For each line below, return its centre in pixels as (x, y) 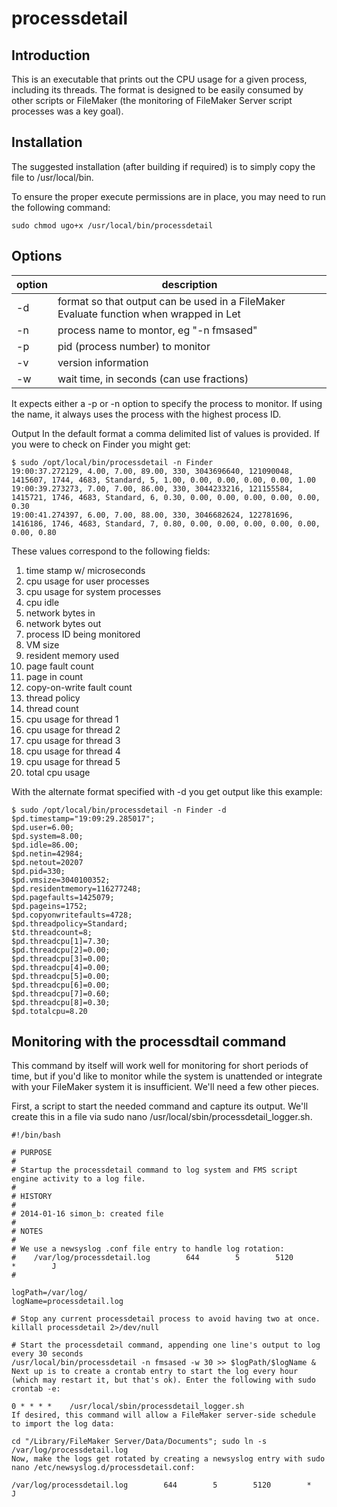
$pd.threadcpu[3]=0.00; (61, 958)
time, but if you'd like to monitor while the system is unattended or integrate (167, 1076)
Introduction (51, 55)
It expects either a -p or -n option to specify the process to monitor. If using (167, 403)
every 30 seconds (47, 1354)
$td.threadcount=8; (52, 932)
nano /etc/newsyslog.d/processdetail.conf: (103, 1468)
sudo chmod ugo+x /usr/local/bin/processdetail (112, 225)
